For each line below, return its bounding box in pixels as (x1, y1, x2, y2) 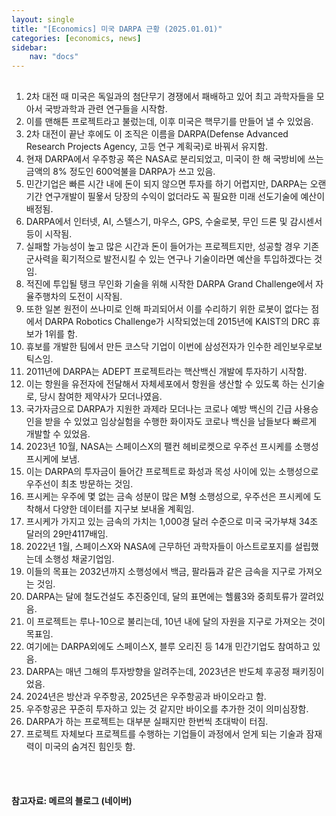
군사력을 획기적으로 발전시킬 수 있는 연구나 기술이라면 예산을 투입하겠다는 (25, 252, 313, 265)
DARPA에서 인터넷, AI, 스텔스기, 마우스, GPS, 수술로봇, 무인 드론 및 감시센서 (25, 215, 323, 227)
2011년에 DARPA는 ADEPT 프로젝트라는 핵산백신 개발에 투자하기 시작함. (25, 365, 308, 377)
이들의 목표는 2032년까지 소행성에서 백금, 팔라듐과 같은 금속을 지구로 (25, 565, 296, 577)
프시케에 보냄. (25, 452, 81, 465)
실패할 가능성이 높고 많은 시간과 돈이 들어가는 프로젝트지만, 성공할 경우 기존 (25, 240, 320, 252)
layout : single (11, 14, 75, 25)
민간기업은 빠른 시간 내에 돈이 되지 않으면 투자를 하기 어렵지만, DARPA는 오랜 (25, 177, 327, 190)
